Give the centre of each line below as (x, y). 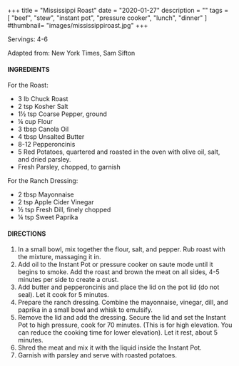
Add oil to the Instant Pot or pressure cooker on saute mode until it (115, 265)
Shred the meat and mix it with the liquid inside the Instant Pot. (110, 347)
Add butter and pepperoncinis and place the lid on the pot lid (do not (118, 287)
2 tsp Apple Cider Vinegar (56, 202)
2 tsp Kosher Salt (43, 107)
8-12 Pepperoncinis (46, 145)
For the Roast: (28, 85)
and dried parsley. (44, 160)
